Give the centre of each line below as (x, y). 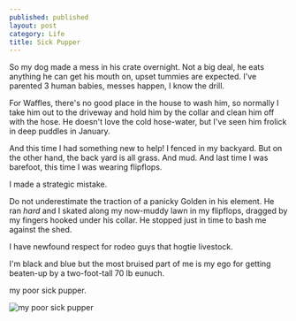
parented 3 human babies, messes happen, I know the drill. (117, 86)
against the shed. (41, 230)
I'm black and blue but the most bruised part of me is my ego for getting (140, 264)
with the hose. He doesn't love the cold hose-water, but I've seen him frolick (148, 122)
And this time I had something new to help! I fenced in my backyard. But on (146, 149)
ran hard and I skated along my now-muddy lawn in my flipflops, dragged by (148, 211)
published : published (49, 17)
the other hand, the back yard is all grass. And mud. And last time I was (139, 158)
